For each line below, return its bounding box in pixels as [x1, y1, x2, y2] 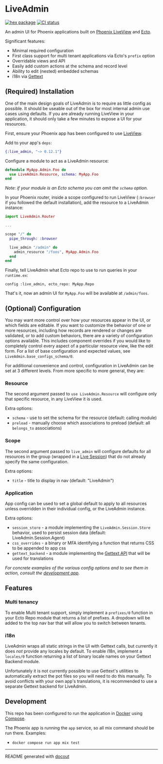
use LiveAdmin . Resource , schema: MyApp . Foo [9, 172, 98, 177]
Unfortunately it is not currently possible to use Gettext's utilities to [5, 668, 139, 674]
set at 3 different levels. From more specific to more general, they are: [5, 368, 145, 374]
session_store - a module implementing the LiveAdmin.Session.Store [12, 524, 150, 530]
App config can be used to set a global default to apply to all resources [5, 501, 147, 506]
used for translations [12, 555, 54, 561]
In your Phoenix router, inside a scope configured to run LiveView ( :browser [5, 195, 156, 200]
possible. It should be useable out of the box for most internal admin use [5, 105, 150, 111]
